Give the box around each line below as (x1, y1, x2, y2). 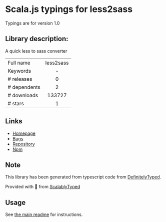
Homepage (12, 130, 36, 136)
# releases (7, 75, 32, 82)
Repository (12, 141, 35, 147)
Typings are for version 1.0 (5, 20, 60, 26)
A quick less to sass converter (5, 48, 67, 54)
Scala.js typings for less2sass (5, 4, 133, 15)
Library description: (5, 35, 68, 43)
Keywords (7, 67, 31, 74)
